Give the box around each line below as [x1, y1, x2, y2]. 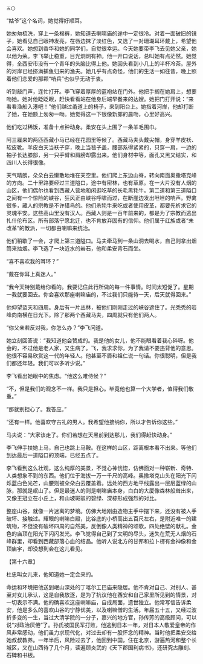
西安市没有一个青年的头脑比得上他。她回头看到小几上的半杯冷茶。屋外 [22, 60, 197, 67]
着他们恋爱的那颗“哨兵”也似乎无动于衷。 [6, 75, 107, 82]
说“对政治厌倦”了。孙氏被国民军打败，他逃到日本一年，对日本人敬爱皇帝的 [6, 621, 192, 628]
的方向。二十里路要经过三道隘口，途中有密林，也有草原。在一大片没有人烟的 [6, 179, 197, 186]
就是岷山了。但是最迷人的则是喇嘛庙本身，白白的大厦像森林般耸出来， [22, 487, 197, 494]
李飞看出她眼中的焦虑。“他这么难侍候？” [6, 372, 107, 379]
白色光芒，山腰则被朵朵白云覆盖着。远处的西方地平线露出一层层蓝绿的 [16, 479, 192, 487]
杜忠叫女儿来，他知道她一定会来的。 [6, 571, 97, 578]
